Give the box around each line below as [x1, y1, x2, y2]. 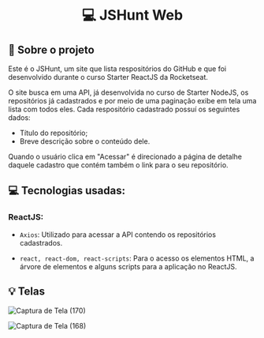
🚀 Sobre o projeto [8, 43, 95, 56]
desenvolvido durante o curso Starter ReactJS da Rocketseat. [8, 73, 209, 81]
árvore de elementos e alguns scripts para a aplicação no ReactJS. [19, 261, 237, 271]
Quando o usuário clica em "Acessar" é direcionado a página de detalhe [8, 152, 243, 161]
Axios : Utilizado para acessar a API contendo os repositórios [19, 230, 217, 239]
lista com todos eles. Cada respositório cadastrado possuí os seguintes [8, 104, 240, 114]
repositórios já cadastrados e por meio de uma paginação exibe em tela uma [8, 96, 257, 105]
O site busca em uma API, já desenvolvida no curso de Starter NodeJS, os [8, 88, 249, 97]
